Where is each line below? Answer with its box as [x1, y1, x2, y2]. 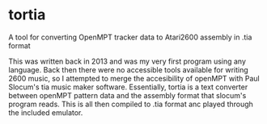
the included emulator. [8, 107, 83, 118]
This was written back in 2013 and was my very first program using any [8, 56, 247, 66]
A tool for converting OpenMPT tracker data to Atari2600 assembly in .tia [8, 32, 252, 42]
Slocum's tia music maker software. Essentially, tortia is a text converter [8, 82, 248, 92]
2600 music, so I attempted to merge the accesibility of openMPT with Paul [8, 73, 261, 83]
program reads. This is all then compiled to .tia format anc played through [8, 99, 253, 109]
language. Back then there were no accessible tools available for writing [8, 64, 248, 74]
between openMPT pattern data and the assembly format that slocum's [8, 90, 247, 100]
